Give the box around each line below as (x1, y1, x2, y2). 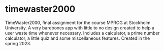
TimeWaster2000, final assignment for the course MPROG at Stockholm (5, 20, 151, 25)
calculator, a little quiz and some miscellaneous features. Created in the (5, 35, 150, 41)
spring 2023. (5, 40, 31, 46)
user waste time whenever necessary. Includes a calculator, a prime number (5, 30, 160, 36)
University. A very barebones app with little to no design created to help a (5, 25, 155, 30)
